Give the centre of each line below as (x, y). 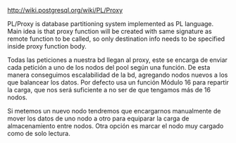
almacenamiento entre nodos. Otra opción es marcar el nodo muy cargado (116, 126)
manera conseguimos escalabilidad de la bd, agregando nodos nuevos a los (118, 75)
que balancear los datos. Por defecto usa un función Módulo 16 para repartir (118, 82)
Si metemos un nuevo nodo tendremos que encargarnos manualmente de (114, 111)
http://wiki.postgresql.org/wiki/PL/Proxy (65, 10)
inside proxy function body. (47, 46)
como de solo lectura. (39, 133)
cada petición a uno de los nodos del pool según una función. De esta (109, 67)
